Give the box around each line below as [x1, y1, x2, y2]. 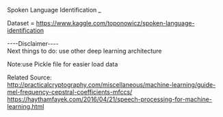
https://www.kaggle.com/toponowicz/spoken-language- [36, 19, 195, 27]
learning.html [7, 103, 44, 110]
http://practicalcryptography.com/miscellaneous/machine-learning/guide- [7, 81, 216, 88]
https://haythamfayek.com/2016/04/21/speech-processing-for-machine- [7, 95, 212, 103]
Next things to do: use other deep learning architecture [7, 47, 162, 55]
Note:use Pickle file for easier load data [7, 60, 118, 68]
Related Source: [7, 73, 53, 81]
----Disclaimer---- [7, 40, 60, 47]
